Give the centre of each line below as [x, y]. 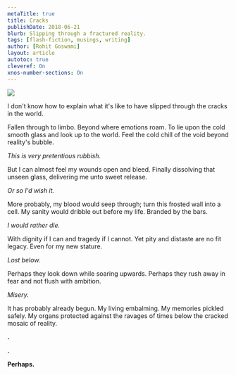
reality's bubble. [31, 142]
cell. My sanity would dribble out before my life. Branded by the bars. [107, 211]
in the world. [25, 113]
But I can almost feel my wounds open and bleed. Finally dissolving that [111, 169]
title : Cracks [28, 20]
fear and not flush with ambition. [54, 281]
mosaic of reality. [32, 323]
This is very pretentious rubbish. [54, 155]
